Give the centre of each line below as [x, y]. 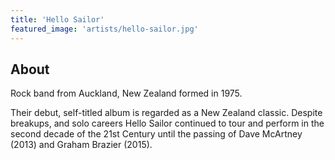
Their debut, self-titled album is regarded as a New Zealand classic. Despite [166, 113]
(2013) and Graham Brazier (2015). [81, 145]
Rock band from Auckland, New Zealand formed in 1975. [126, 93]
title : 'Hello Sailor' [57, 19]
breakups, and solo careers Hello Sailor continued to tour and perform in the [167, 123]
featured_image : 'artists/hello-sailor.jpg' [104, 29]
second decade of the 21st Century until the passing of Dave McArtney [156, 134]
